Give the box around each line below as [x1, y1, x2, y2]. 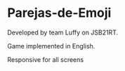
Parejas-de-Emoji [7, 5, 112, 21]
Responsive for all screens [7, 55, 84, 64]
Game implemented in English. [7, 41, 96, 50]
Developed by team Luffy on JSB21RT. [7, 28, 119, 37]
